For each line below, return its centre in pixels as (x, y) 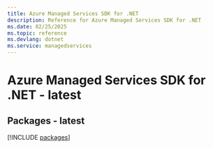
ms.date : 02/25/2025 (37, 26)
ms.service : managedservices (50, 46)
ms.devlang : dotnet (36, 40)
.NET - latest (44, 95)
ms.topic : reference (37, 33)
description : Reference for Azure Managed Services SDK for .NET (104, 20)
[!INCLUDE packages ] (39, 137)
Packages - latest (46, 121)
